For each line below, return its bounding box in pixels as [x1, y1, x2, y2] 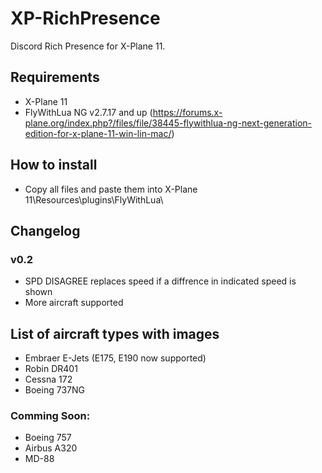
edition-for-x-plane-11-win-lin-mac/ [24, 127, 172, 139]
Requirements [10, 69, 100, 86]
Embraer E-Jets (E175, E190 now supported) [24, 352, 207, 364]
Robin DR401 [24, 363, 78, 375]
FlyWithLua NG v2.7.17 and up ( [24, 106, 153, 118]
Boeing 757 [24, 432, 72, 444]
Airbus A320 [24, 442, 78, 454]
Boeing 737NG [24, 384, 85, 396]
